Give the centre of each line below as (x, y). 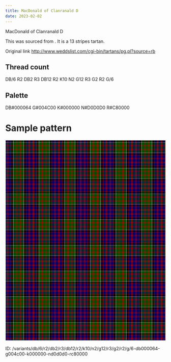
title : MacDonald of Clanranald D (42, 11)
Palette (17, 95)
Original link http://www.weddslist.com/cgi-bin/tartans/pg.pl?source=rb (80, 51)
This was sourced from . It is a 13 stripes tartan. (55, 41)
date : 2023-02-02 (24, 16)
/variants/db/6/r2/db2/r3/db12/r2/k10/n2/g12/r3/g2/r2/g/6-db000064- (86, 349)
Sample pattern (39, 128)
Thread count (27, 67)
